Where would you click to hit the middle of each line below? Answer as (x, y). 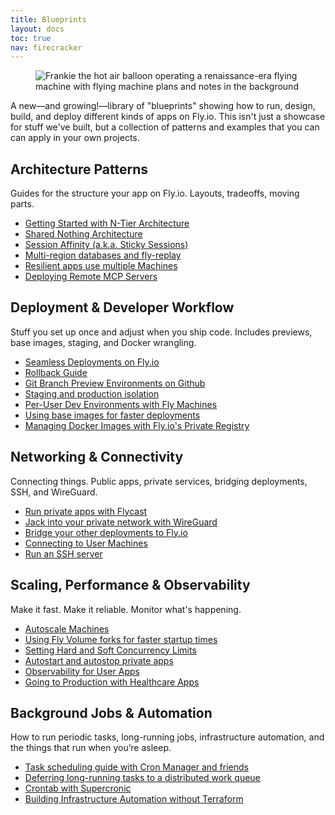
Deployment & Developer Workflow (122, 307)
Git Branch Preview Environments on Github (115, 383)
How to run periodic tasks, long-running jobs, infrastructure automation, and (167, 737)
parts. (22, 204)
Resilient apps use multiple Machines (101, 266)
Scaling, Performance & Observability (130, 585)
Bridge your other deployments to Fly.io (106, 532)
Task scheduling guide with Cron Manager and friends (136, 767)
